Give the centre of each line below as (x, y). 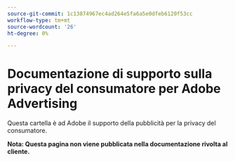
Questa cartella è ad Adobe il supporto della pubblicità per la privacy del (112, 123)
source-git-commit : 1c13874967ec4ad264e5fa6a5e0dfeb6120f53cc (100, 14)
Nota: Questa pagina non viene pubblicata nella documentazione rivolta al (117, 144)
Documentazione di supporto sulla (110, 74)
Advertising (42, 104)
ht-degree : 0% (28, 33)
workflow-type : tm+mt (39, 20)
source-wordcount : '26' (42, 27)
